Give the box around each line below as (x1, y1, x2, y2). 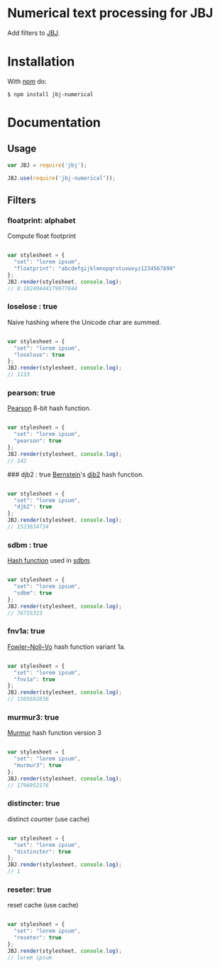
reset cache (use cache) (7, 901, 79, 910)
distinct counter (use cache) (7, 814, 90, 823)
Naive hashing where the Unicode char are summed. (7, 318, 161, 326)
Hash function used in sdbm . (7, 556, 92, 565)
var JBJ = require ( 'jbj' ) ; (7, 162, 87, 169)
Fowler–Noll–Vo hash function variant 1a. (7, 642, 126, 651)
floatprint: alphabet (7, 215, 76, 225)
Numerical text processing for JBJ (7, 5, 214, 21)
